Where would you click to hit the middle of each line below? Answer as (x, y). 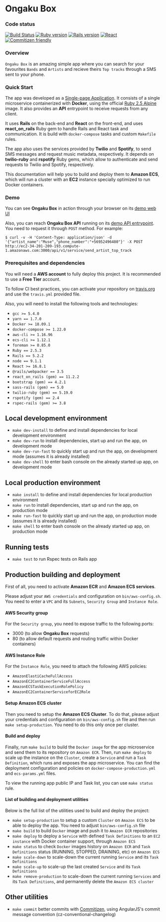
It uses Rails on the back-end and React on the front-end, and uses (74, 123)
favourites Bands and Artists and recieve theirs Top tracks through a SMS (81, 69)
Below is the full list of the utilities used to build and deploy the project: (77, 810)
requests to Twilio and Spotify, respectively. (50, 165)
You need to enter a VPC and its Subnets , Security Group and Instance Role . (82, 601)
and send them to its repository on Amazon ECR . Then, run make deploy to (79, 752)
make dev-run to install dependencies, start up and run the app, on (80, 441)
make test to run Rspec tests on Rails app (55, 559)
